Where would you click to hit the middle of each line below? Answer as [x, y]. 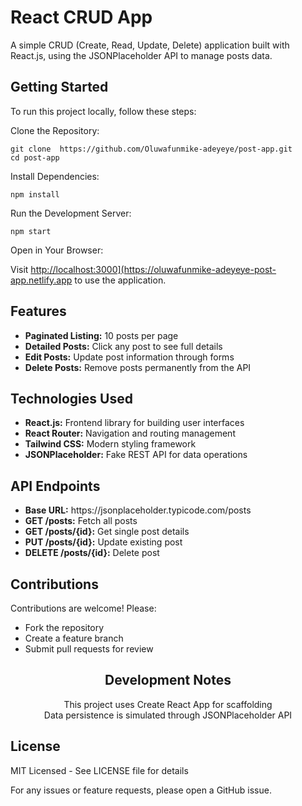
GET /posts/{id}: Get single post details [107, 532]
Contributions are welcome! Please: [83, 608]
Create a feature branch [74, 638]
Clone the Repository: [55, 130]
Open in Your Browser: [57, 250]
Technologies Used [71, 398]
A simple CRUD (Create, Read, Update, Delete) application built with [150, 45]
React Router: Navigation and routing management [130, 433]
